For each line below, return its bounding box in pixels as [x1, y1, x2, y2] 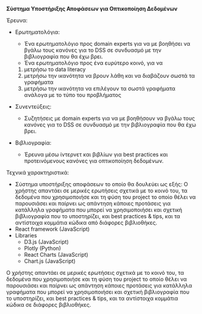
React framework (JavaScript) [14, 225, 90, 233]
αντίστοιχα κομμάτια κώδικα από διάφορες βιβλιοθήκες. [14, 219, 158, 226]
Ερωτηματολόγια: [14, 28, 60, 36]
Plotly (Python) [24, 245, 62, 252]
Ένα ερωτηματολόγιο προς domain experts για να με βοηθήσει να [24, 40, 191, 47]
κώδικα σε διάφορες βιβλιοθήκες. [6, 301, 92, 308]
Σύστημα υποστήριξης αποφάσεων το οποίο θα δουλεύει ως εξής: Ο [14, 181, 188, 187]
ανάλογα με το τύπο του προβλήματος [24, 92, 122, 98]
